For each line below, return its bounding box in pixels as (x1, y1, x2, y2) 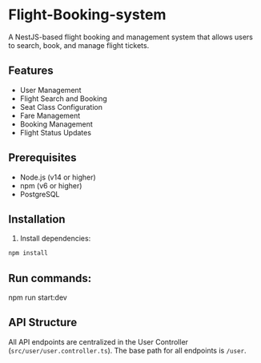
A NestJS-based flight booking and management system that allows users (8, 32, 254, 42)
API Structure (8, 316, 78, 329)
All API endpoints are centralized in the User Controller (8, 337, 189, 346)
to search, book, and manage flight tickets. (8, 40, 150, 50)
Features (8, 64, 54, 78)
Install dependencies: (19, 234, 91, 244)
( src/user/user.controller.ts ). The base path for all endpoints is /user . (8, 345, 247, 355)
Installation (8, 212, 66, 226)
